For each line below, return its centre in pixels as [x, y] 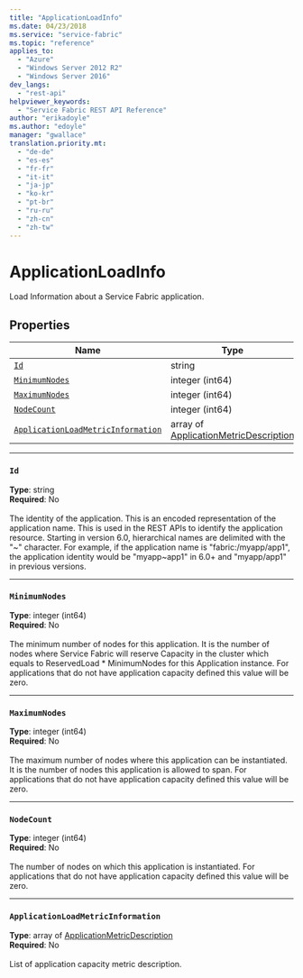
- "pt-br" [36, 202]
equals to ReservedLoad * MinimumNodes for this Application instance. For [149, 663]
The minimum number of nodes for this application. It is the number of [140, 644]
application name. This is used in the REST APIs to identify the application [147, 527]
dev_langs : [30, 85]
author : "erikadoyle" [50, 118]
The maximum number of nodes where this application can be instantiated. [149, 760]
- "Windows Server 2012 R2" [70, 69]
